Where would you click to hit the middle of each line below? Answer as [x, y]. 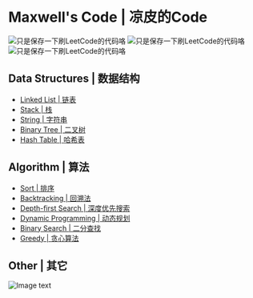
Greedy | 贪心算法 [49, 238]
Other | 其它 [38, 266]
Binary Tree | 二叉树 [52, 129]
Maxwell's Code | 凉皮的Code [108, 17]
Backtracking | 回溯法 [55, 198]
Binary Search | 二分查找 [60, 228]
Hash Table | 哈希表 [52, 139]
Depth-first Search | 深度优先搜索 [75, 208]
